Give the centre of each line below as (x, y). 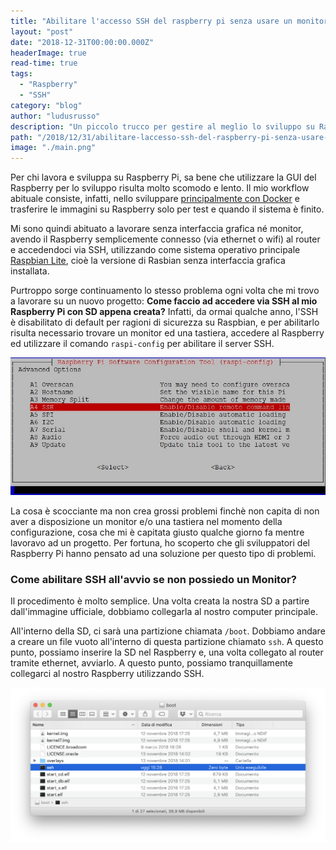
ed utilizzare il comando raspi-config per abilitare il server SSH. (142, 344)
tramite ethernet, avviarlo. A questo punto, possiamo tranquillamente (151, 663)
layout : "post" (42, 31)
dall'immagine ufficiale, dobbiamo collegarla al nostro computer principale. (164, 612)
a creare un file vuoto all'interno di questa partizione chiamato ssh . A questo (167, 642)
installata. (30, 271)
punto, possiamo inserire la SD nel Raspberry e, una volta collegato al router (167, 652)
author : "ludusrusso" (55, 116)
